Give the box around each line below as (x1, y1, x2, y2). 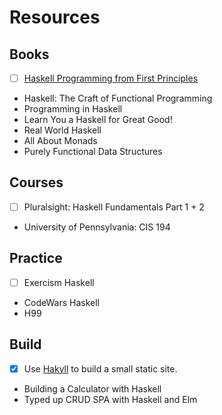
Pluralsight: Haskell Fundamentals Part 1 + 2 (23, 201, 205, 213)
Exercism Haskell (23, 276, 95, 288)
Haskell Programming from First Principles (23, 72, 199, 84)
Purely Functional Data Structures (23, 146, 163, 158)
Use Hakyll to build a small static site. (23, 362, 178, 375)
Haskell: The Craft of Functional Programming (23, 92, 213, 105)
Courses (9, 174, 64, 191)
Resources (9, 6, 101, 29)
